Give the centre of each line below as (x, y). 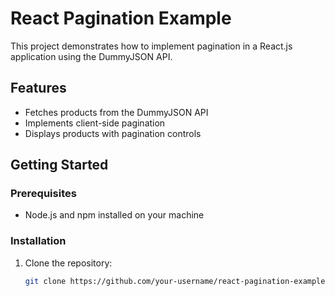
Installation (38, 241)
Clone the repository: (68, 263)
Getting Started (59, 165)
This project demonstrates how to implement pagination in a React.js (151, 46)
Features (38, 88)
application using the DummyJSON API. (91, 56)
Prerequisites (43, 194)
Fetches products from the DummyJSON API (116, 112)
